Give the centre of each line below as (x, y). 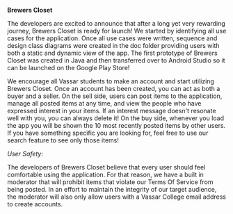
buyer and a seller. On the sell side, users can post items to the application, (115, 96)
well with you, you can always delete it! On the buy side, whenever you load (116, 118)
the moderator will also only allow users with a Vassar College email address (116, 197)
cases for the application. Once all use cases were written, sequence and (112, 38)
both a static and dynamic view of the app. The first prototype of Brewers (112, 53)
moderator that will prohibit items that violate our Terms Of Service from (110, 182)
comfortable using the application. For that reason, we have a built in (105, 174)
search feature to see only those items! (63, 140)
